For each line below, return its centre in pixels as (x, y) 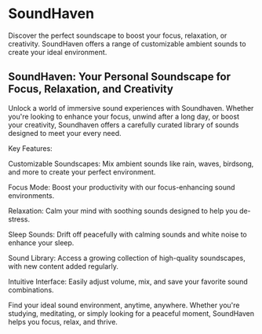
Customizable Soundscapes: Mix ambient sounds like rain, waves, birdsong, (131, 163)
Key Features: (30, 148)
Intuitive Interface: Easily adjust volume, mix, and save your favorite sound (128, 281)
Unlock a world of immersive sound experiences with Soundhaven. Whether (131, 108)
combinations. (31, 290)
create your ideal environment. (58, 52)
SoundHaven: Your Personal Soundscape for (120, 77)
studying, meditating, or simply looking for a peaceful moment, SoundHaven (131, 313)
